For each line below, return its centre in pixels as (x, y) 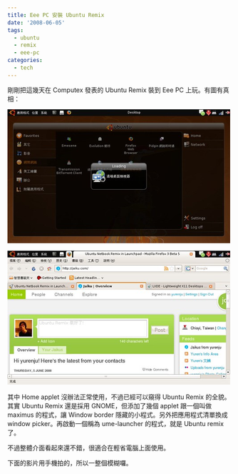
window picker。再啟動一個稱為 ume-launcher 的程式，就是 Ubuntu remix (116, 423)
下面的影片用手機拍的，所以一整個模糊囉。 (70, 463)
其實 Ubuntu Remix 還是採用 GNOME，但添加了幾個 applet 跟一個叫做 (110, 405)
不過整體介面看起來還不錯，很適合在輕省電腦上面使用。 (88, 448)
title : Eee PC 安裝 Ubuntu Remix (56, 15)
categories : (25, 61)
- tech (24, 68)
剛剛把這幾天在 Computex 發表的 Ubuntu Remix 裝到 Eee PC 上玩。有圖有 (115, 90)
